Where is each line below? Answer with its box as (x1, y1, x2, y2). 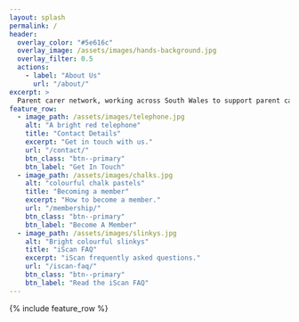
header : (9, 29, 38, 38)
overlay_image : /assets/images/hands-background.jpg (17, 46, 217, 55)
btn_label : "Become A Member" (25, 220, 138, 229)
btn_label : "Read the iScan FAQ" (25, 278, 149, 287)
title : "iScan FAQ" (25, 245, 98, 254)
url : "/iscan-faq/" (25, 262, 98, 271)
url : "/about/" (32, 79, 90, 88)
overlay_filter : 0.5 (17, 54, 93, 63)
